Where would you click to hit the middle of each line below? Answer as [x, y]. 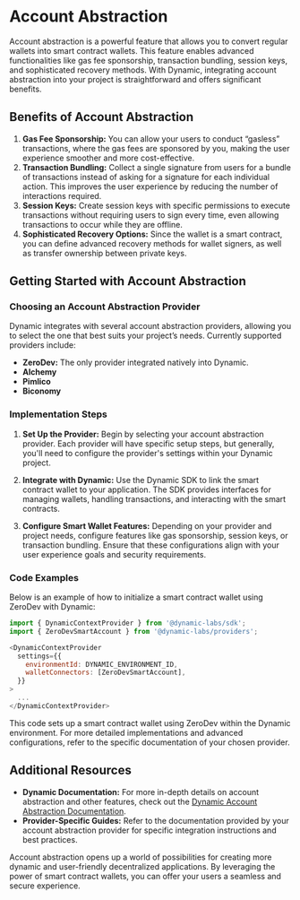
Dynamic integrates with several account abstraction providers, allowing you [150, 326]
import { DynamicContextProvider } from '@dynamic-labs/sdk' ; [128, 623]
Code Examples [44, 577]
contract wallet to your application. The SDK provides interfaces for [146, 489]
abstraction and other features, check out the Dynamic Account [140, 801]
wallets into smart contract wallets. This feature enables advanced [132, 50]
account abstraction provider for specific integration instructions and [149, 830]
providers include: [43, 345]
